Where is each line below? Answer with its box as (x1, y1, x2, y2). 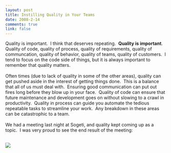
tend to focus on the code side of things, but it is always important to (5, 57, 151, 63)
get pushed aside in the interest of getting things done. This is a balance (5, 79, 159, 85)
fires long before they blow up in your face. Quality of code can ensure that (5, 89, 165, 95)
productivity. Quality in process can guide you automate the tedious (5, 100, 149, 106)
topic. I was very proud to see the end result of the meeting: (5, 127, 133, 133)
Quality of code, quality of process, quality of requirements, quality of (5, 46, 153, 52)
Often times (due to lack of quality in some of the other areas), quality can (5, 73, 161, 79)
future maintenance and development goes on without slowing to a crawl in (5, 95, 164, 101)
